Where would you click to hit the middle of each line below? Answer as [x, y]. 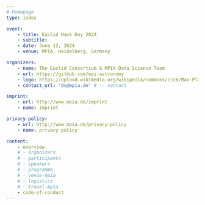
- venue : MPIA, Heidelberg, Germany [64, 52]
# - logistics [35, 181]
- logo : [27, 80]
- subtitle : [32, 40]
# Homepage [20, 12]
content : [17, 141]
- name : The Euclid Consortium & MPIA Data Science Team [91, 68]
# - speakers [34, 164]
